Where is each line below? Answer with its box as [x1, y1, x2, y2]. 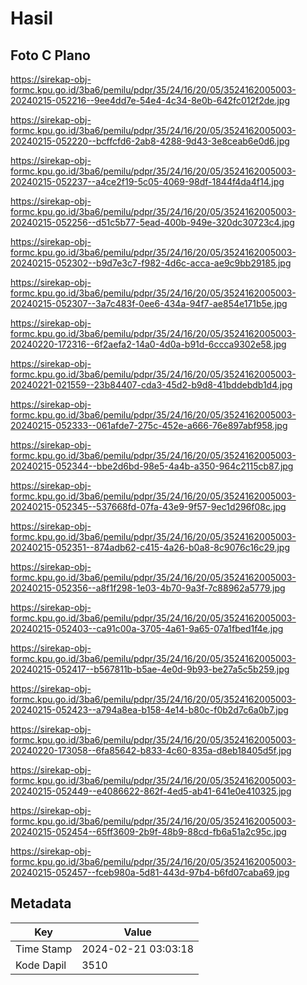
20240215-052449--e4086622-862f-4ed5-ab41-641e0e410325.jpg [10, 785, 292, 797]
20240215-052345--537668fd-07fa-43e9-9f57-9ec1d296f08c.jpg [10, 501, 287, 512]
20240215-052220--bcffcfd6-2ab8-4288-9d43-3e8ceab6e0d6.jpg [10, 135, 290, 147]
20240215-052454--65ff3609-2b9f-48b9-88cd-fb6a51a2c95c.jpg [10, 826, 287, 837]
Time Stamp [15, 942, 73, 956]
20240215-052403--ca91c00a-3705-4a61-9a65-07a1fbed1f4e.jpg [10, 623, 284, 634]
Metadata [10, 895, 72, 912]
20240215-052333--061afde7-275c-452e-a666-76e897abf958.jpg [10, 420, 288, 431]
